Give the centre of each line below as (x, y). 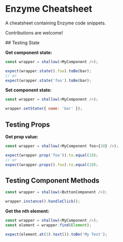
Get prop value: (22, 137)
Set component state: (29, 90)
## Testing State (23, 42)
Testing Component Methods (52, 180)
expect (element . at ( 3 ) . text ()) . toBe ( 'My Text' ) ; (56, 234)
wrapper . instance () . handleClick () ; (43, 201)
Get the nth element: (27, 211)
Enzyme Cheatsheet (49, 9)
